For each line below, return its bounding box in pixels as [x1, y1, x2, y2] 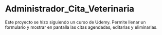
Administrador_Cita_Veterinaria [5, 3, 135, 14]
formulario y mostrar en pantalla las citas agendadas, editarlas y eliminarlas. [5, 24, 158, 30]
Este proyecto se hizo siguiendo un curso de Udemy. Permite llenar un [5, 19, 146, 25]
